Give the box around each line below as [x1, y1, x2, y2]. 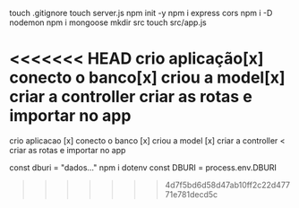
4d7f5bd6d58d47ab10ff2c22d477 [165, 179, 291, 190]
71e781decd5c [165, 188, 218, 200]
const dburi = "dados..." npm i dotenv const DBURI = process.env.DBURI [9, 161, 278, 173]
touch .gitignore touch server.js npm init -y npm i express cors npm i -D [9, 8, 273, 18]
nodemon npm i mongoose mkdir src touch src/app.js [9, 17, 208, 28]
